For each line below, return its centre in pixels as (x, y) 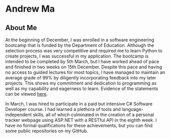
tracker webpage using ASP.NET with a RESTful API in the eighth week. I (81, 120)
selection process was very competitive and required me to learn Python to (84, 51)
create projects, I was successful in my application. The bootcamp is (77, 56)
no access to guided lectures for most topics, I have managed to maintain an (85, 72)
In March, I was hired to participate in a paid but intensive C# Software (79, 104)
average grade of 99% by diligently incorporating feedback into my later (81, 78)
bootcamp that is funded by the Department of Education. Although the (80, 45)
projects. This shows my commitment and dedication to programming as (81, 83)
